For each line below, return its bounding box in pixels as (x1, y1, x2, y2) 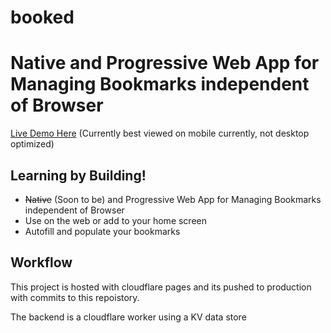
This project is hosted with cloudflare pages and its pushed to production (10, 281, 312, 293)
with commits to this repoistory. (10, 291, 140, 303)
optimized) (10, 138, 55, 150)
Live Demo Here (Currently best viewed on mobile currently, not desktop (10, 127, 310, 140)
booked (10, 6, 75, 29)
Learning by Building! (10, 167, 147, 184)
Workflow (10, 254, 73, 271)
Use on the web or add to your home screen (24, 214, 207, 226)
